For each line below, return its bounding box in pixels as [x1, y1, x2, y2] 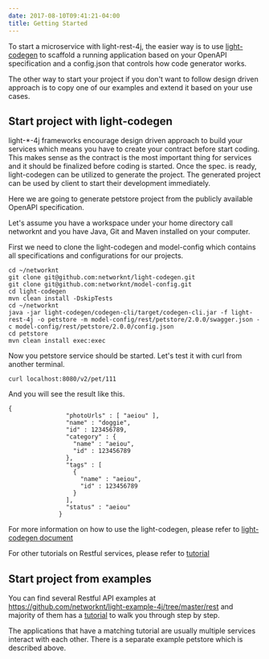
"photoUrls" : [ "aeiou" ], [65, 412, 160, 420]
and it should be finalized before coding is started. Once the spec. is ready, [8, 162, 257, 171]
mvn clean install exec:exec [8, 337, 106, 345]
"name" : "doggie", [65, 419, 131, 427]
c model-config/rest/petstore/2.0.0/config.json [8, 323, 174, 331]
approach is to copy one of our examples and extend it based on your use [8, 82, 253, 93]
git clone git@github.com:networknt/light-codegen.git [8, 274, 196, 282]
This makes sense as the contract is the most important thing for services [8, 153, 252, 163]
